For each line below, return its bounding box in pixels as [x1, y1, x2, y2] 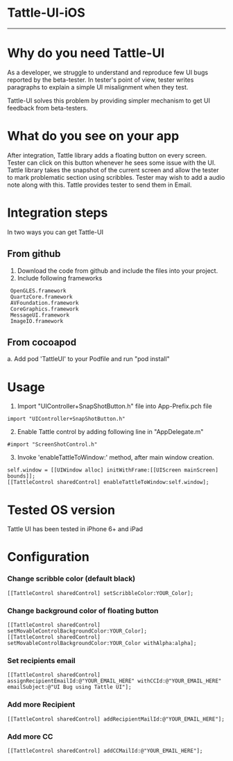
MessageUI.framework [10, 311, 70, 319]
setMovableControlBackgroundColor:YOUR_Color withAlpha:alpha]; [7, 640, 197, 647]
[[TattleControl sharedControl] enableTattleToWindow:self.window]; [7, 479, 209, 486]
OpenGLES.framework [10, 287, 67, 294]
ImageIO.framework [10, 317, 64, 324]
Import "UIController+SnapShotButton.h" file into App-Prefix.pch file [17, 402, 213, 410]
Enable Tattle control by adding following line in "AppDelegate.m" [17, 428, 204, 436]
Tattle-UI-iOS [7, 5, 85, 21]
